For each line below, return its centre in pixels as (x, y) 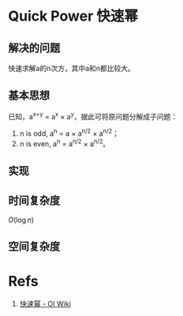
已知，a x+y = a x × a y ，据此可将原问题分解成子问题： (93, 115)
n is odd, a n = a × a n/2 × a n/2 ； (69, 133)
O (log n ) (21, 220)
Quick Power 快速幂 (73, 16)
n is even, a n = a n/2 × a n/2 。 (65, 143)
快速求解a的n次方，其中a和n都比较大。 (72, 68)
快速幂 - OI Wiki (45, 304)
